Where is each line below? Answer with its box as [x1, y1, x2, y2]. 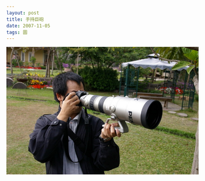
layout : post [6, 10, 40, 16]
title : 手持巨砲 [6, 16, 44, 23]
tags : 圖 [6, 29, 27, 35]
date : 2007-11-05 [6, 23, 51, 29]
